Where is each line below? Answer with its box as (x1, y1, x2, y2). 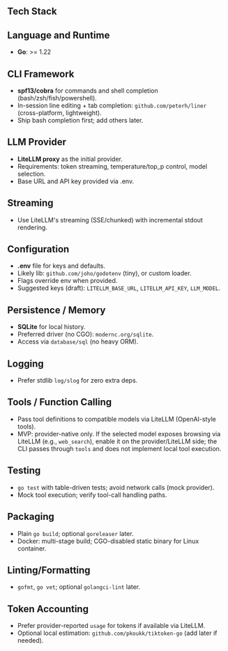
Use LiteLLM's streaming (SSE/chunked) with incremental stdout (17, 215, 204, 224)
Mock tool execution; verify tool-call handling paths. (17, 491, 167, 499)
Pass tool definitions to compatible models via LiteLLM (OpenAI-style (17, 415, 216, 423)
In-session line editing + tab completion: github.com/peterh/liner (17, 101, 207, 110)
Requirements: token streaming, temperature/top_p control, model (17, 162, 208, 170)
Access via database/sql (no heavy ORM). (17, 337, 139, 346)
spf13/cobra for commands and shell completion (17, 86, 158, 95)
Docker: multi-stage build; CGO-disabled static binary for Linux (17, 537, 199, 545)
